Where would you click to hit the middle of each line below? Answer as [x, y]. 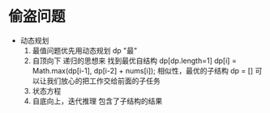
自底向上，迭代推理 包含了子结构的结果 [97, 101]
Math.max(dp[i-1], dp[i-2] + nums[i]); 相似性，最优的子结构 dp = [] [143, 70]
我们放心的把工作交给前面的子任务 [103, 81]
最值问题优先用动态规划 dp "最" [85, 50]
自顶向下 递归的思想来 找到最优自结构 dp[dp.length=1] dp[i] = [134, 61]
